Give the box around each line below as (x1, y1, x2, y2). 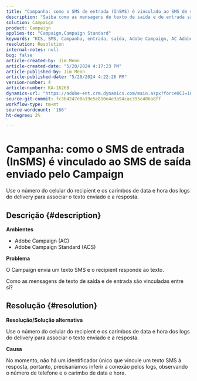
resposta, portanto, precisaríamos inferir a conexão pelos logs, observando (6, 363, 188, 370)
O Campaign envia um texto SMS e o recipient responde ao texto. (6, 267, 164, 273)
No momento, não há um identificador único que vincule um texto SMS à (6, 356, 182, 364)
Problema (6, 255, 30, 262)
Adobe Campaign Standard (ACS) (14, 244, 96, 250)
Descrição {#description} (6, 210, 101, 220)
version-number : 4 (6, 80, 51, 86)
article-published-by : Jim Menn (6, 69, 85, 75)
